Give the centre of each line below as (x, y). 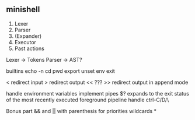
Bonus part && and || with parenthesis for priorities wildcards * (81, 111)
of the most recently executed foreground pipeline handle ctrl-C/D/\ (88, 100)
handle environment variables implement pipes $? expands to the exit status (98, 93)
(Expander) (28, 36)
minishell (23, 10)
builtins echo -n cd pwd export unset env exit (60, 71)
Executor (25, 42)
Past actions (29, 48)
